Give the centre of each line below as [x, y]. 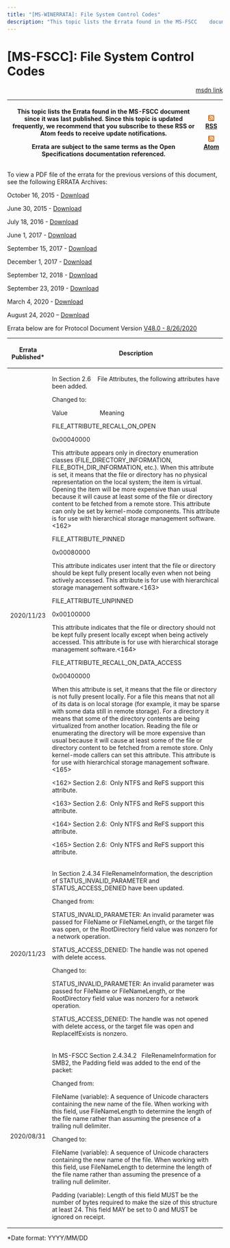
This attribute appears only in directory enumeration [125, 453]
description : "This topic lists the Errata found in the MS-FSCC [102, 22]
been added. [69, 386]
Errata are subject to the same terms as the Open [104, 146]
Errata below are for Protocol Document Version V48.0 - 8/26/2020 [102, 328]
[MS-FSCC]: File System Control [101, 57]
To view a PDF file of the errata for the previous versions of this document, [112, 174]
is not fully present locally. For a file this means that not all [133, 696]
